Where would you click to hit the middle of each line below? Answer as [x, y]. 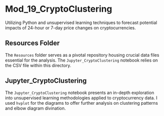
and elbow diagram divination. [35, 108]
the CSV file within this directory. [38, 65]
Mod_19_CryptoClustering [59, 9]
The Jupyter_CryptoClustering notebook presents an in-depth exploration [80, 93]
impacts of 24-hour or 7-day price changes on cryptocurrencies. [70, 27]
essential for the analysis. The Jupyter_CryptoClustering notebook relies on [82, 60]
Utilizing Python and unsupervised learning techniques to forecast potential [81, 23]
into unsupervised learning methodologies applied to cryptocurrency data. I [81, 98]
